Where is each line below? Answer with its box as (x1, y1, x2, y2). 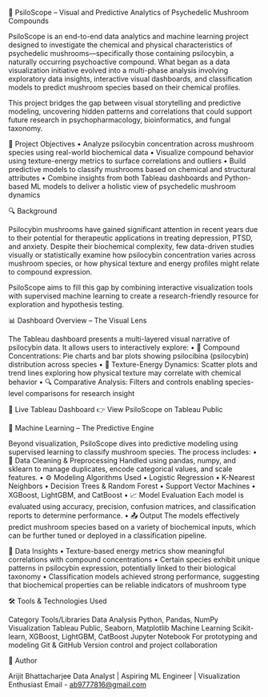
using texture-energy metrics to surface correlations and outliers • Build (8, 156, 246, 166)
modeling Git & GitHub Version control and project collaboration (8, 640, 218, 650)
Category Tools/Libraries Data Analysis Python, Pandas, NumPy (8, 615, 218, 624)
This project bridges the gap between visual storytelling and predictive (8, 98, 242, 107)
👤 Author (8, 656, 38, 665)
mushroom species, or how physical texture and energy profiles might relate (8, 258, 260, 268)
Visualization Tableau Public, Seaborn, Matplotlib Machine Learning (8, 623, 231, 632)
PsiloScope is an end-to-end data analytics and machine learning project (8, 32, 250, 41)
